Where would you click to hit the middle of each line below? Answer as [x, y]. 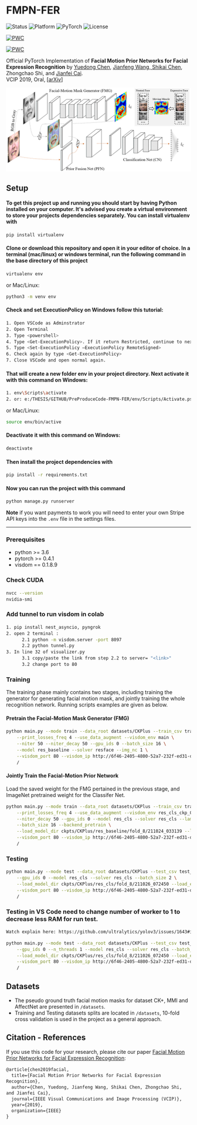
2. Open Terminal [27, 329]
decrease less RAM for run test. [52, 919]
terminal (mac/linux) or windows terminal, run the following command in [96, 255]
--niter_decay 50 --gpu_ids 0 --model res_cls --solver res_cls [97, 819]
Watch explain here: [31, 932]
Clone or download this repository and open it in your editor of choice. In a [98, 248]
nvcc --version [25, 593]
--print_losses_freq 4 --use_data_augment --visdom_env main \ [96, 738]
